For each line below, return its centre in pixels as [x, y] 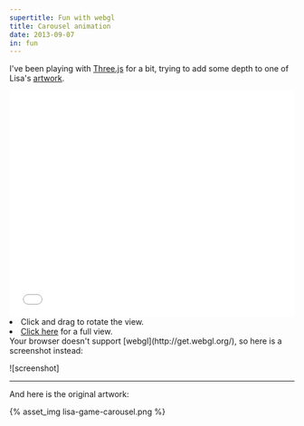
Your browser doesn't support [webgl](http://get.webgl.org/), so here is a [146, 341]
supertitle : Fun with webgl [62, 18]
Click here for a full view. [67, 332]
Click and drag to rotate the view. [83, 322]
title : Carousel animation [60, 26]
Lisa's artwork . [37, 79]
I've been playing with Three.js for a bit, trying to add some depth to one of [149, 69]
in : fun [24, 43]
